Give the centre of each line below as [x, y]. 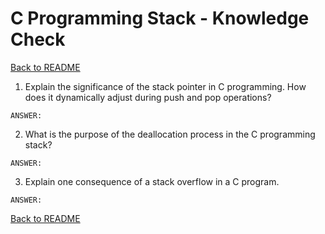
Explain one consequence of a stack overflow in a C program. [152, 181]
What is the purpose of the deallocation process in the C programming [170, 134]
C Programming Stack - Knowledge [160, 18]
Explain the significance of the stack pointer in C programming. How [165, 86]
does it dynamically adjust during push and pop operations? [148, 97]
